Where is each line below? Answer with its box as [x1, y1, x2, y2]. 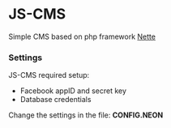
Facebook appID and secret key [19, 86, 127, 96]
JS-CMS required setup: [8, 70, 90, 80]
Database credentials [19, 95, 92, 105]
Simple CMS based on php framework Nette [8, 32, 156, 41]
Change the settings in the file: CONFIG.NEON [8, 110, 164, 120]
